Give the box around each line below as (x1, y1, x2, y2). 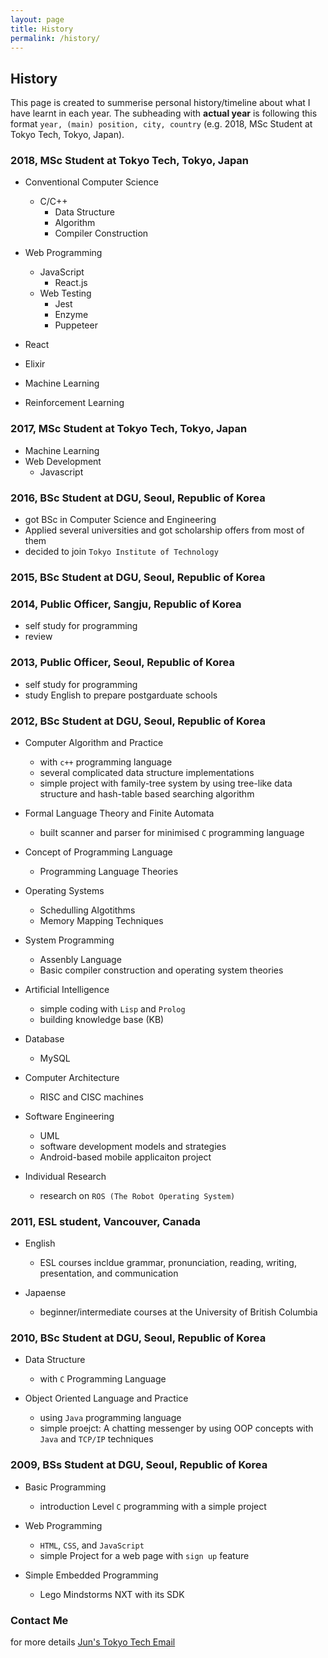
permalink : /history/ (10, 33, 101, 43)
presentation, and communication (39, 1267, 179, 1280)
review (24, 631, 53, 643)
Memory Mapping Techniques (39, 914, 164, 926)
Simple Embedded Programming (24, 1569, 159, 1581)
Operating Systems (24, 884, 105, 896)
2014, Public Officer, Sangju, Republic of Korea (10, 597, 242, 611)
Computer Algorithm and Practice (24, 736, 164, 748)
